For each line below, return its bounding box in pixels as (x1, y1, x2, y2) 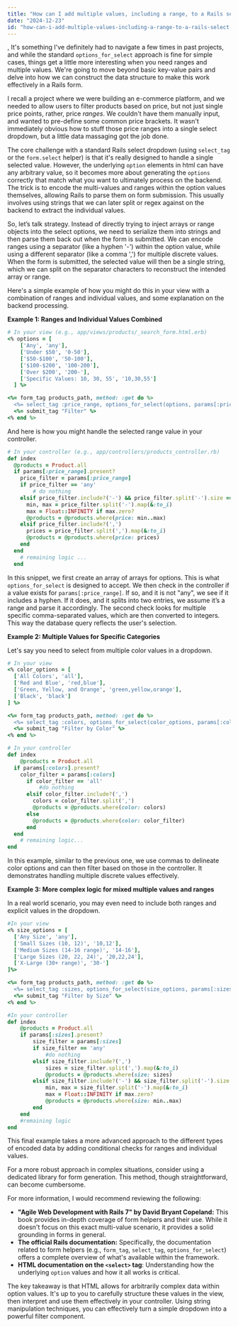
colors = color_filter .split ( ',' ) (33, 797, 135, 805)
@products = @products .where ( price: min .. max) (25, 514, 166, 521)
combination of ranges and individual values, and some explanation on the (7, 294, 225, 302)
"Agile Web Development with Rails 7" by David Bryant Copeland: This (17, 1208, 229, 1216)
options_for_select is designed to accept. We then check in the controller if (7, 581, 229, 589)
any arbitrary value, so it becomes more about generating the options (7, 168, 210, 177)
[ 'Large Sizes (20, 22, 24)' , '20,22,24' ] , (13, 953, 144, 960)
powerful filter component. (7, 1312, 86, 1321)
